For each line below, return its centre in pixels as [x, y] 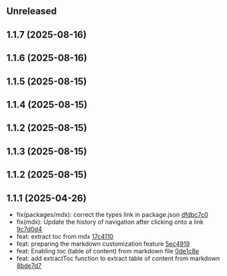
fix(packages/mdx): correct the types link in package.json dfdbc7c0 [112, 214]
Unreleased [32, 11]
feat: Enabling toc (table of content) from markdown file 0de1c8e [108, 251]
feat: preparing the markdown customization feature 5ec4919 [103, 244]
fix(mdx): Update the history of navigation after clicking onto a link [110, 222]
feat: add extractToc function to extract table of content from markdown [118, 258]
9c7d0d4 [29, 229]
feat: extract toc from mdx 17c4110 [65, 236]
